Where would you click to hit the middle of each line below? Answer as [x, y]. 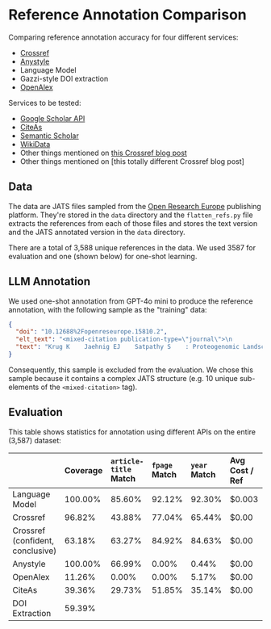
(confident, [33, 540]
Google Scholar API [52, 118]
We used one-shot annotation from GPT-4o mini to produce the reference [131, 301]
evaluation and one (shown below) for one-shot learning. [103, 256]
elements [24, 387]
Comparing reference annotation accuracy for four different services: [123, 37]
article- [127, 461]
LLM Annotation [50, 281]
